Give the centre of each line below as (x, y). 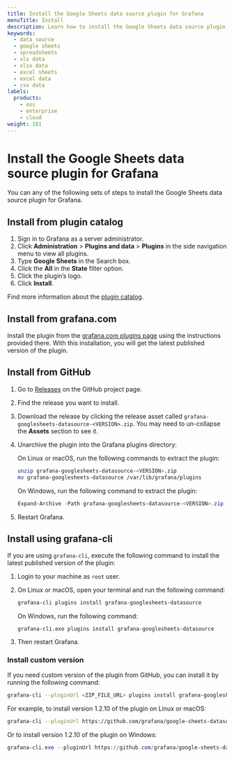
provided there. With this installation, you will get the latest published (106, 343)
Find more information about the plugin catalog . (76, 297)
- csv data (29, 85)
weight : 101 (24, 124)
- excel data (32, 79)
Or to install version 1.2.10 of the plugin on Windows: (82, 735)
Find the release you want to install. (68, 403)
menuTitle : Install (36, 20)
